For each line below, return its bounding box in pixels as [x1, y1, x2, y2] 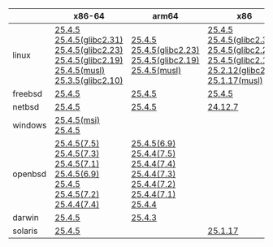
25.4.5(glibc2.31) [54, 34, 123, 45]
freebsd [12, 89, 43, 99]
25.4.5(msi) [54, 115, 100, 125]
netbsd [12, 102, 40, 112]
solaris [12, 225, 38, 236]
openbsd [12, 168, 47, 180]
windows [12, 119, 47, 131]
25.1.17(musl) [207, 75, 263, 86]
